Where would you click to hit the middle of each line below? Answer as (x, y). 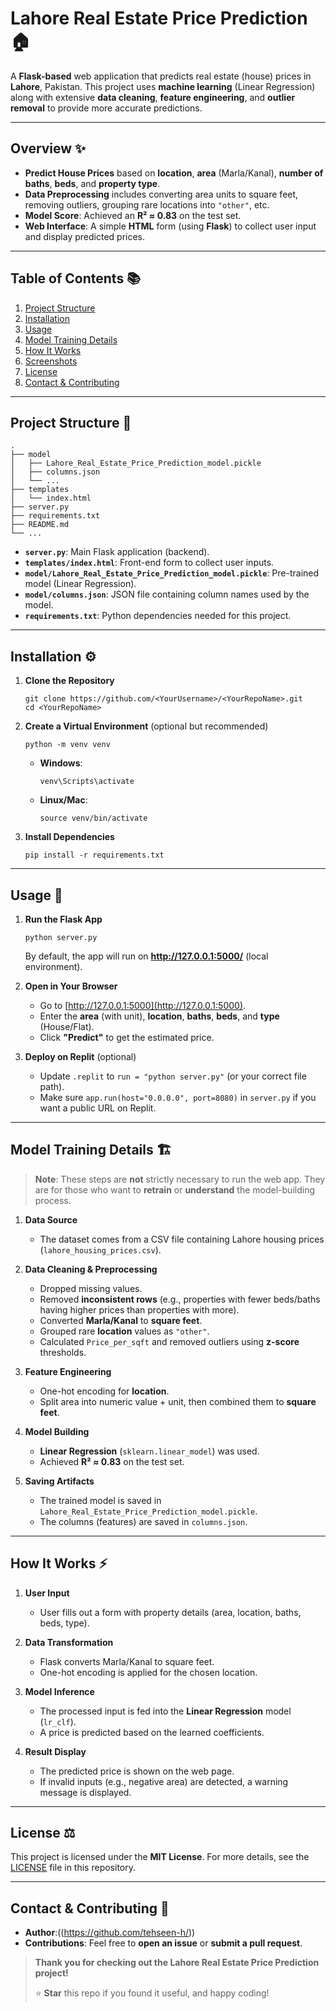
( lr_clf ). (58, 1721)
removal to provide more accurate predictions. (106, 108)
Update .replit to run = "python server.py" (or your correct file (173, 1076)
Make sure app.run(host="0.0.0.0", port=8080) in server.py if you (178, 1097)
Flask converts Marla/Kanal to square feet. (127, 1661)
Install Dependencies (69, 837)
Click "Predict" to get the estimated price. (127, 1037)
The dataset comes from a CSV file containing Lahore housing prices (182, 1239)
